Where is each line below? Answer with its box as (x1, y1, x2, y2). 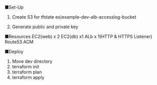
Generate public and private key (12, 24, 78, 30)
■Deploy (5, 49, 24, 54)
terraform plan (12, 69, 42, 75)
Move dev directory (12, 58, 53, 64)
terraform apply (12, 74, 45, 80)
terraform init (12, 64, 40, 69)
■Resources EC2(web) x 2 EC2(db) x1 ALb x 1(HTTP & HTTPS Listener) (5, 34, 152, 39)
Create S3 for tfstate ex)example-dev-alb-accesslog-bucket (12, 14, 136, 20)
